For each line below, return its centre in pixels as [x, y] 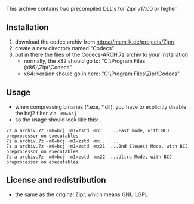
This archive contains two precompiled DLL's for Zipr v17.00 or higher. [92, 9]
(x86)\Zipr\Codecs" [48, 67]
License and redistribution [56, 180]
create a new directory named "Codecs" [64, 48]
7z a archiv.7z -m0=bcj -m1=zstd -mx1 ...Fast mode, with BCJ [88, 130]
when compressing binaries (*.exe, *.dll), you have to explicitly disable [101, 106]
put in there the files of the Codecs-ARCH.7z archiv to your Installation [101, 54]
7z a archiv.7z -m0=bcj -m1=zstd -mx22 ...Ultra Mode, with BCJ [89, 157]
